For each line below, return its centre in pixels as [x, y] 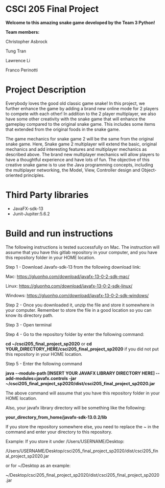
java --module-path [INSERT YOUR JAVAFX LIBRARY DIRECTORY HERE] [80, 373]
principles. [34, 175]
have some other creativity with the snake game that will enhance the [76, 119]
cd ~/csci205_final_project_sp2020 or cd [49, 344]
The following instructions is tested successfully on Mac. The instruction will [82, 247]
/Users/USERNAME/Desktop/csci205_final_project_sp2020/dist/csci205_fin [82, 451]
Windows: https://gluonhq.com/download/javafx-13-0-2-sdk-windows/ [77, 295]
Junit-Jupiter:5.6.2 [31, 213]
